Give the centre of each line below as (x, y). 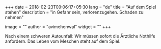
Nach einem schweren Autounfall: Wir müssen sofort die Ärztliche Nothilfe (80, 36)
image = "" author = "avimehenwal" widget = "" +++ (58, 27)
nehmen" (14, 17)
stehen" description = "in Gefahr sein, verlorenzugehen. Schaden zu (74, 12)
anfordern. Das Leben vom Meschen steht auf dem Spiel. (63, 41)
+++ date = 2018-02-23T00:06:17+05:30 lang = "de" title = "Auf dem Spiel (80, 7)
